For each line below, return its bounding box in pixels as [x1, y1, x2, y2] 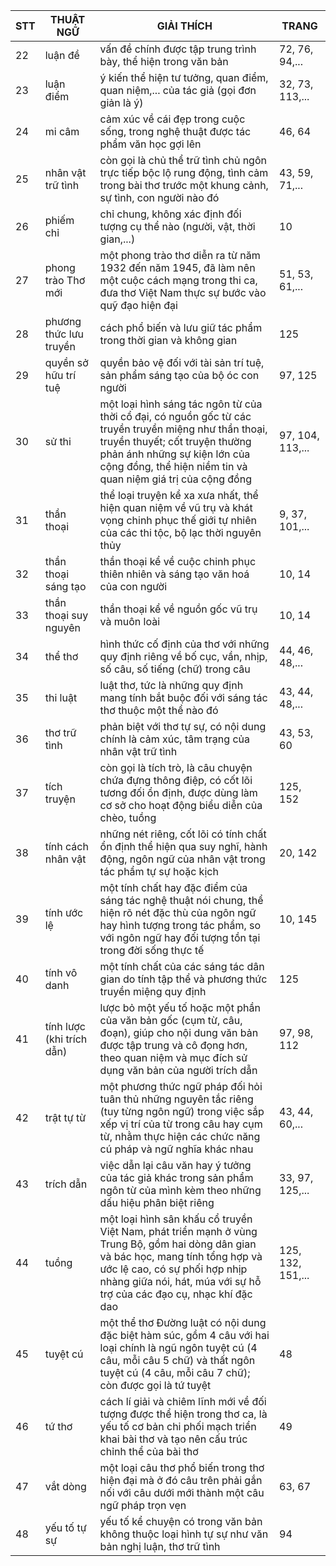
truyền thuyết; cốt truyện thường [99, 435, 252, 448]
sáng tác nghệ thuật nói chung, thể [99, 894, 264, 907]
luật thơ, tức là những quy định [99, 679, 244, 692]
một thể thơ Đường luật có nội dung [99, 1316, 267, 1329]
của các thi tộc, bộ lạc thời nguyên [99, 526, 262, 539]
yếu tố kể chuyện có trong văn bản [99, 1515, 263, 1528]
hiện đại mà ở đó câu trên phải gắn [99, 1474, 263, 1487]
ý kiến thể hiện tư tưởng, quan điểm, [99, 71, 269, 84]
